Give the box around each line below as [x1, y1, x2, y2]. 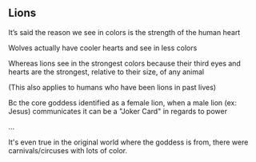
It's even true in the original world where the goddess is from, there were [8, 137, 249, 147]
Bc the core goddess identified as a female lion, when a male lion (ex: [8, 97, 238, 107]
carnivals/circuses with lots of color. [8, 145, 128, 155]
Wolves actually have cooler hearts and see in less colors [8, 43, 198, 53]
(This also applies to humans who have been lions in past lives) [8, 82, 217, 92]
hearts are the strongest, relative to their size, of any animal [8, 67, 205, 77]
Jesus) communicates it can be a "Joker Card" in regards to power [8, 106, 228, 116]
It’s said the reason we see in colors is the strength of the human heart [8, 27, 241, 37]
